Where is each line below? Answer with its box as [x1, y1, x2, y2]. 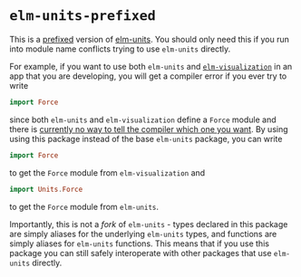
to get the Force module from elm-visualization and [9, 167, 206, 178]
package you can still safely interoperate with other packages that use [9, 247, 272, 258]
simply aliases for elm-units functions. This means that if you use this [9, 238, 270, 249]
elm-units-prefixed [9, 7, 156, 24]
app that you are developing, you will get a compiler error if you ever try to [9, 71, 287, 81]
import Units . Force [9, 185, 83, 194]
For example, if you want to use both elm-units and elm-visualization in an [9, 61, 293, 72]
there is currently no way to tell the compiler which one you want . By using [9, 123, 288, 134]
